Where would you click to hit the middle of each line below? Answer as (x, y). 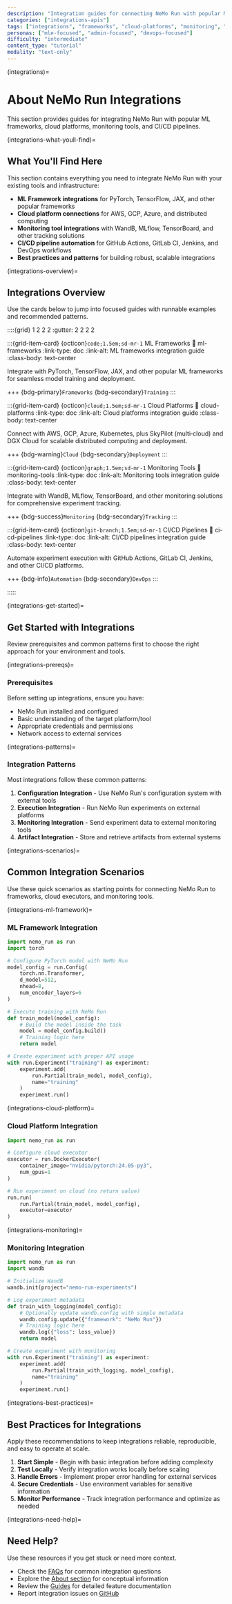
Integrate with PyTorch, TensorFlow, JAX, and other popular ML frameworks (115, 371)
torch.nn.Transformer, (52, 973)
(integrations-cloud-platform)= (51, 1108)
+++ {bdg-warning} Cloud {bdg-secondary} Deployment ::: (87, 454)
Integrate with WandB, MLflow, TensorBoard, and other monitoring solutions (115, 496)
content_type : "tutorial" (44, 46)
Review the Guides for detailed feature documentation (94, 1586)
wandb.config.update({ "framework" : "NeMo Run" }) (91, 1319)
